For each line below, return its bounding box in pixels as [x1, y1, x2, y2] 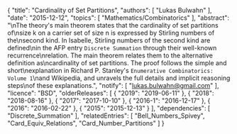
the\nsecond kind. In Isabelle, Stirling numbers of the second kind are [7, 36, 211, 45]
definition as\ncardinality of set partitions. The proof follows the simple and [7, 59, 227, 67]
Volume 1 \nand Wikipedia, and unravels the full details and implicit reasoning [7, 74, 231, 82]
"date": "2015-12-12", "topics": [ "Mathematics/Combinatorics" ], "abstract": [7, 13, 229, 22]
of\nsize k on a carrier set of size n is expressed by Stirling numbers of [7, 28, 215, 37]
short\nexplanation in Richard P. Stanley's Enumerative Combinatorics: [7, 67, 214, 74]
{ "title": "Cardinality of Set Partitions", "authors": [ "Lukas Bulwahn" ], [7, 6, 212, 14]
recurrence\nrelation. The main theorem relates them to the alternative [7, 51, 213, 60]
